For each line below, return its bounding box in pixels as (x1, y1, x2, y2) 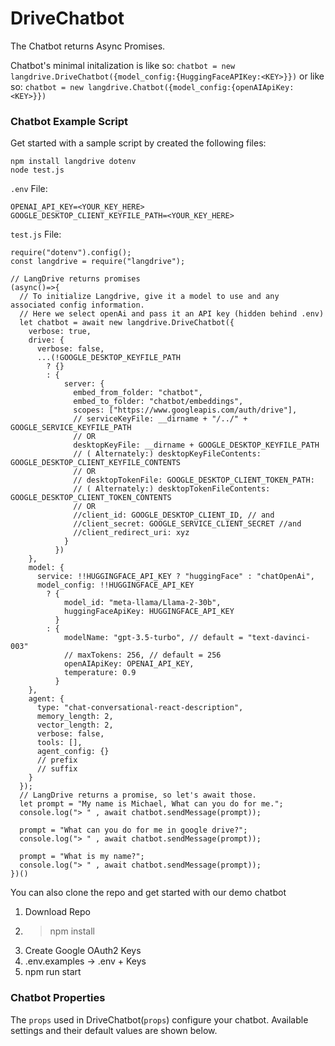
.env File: (10, 183, 48, 195)
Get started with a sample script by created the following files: (10, 137, 267, 149)
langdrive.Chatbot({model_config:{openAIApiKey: (87, 82, 295, 92)
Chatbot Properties (10, 991, 106, 1005)
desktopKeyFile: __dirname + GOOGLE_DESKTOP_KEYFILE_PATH (73, 440, 320, 451)
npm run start (24, 966, 82, 978)
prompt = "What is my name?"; (19, 852, 145, 862)
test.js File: (10, 228, 62, 241)
